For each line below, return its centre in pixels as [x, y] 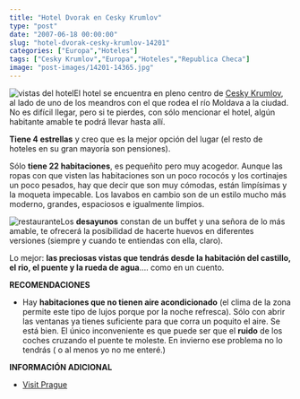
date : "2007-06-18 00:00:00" [64, 34]
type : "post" [34, 26]
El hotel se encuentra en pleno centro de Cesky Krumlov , [179, 93]
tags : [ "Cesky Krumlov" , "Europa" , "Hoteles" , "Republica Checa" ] [130, 59]
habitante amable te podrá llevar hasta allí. [87, 121]
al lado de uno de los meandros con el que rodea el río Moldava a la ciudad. [149, 102]
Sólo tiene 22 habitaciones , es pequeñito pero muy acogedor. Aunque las [146, 166]
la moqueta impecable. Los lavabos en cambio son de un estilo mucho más [148, 195]
